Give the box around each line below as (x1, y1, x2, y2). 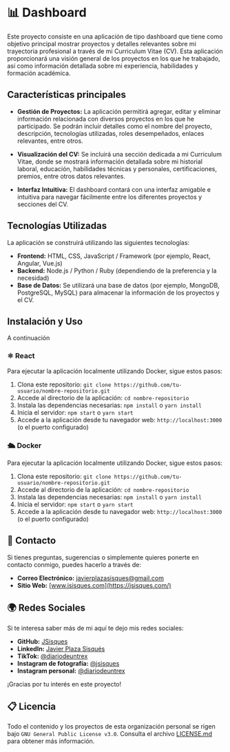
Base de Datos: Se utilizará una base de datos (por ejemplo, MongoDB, (17, 281, 220, 289)
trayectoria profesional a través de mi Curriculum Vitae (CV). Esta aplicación (7, 47, 224, 55)
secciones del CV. (17, 200, 69, 208)
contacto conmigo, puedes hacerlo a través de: (7, 560, 141, 568)
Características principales (7, 89, 126, 101)
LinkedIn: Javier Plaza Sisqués (17, 644, 105, 653)
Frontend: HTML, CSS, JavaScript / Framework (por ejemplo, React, (17, 252, 211, 260)
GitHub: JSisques (17, 637, 68, 645)
